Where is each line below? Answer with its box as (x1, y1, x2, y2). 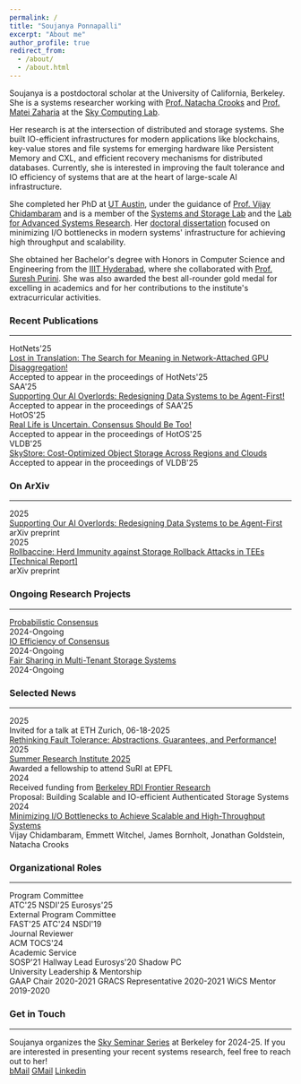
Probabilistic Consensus (9, 616, 99, 627)
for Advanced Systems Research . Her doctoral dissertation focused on (9, 217, 271, 228)
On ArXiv (9, 480, 50, 493)
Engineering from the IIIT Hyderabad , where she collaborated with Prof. (9, 263, 273, 274)
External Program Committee (9, 909, 116, 920)
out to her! (9, 1055, 47, 1066)
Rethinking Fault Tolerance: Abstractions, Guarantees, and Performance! (9, 735, 277, 745)
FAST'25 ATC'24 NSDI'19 (9, 919, 102, 930)
